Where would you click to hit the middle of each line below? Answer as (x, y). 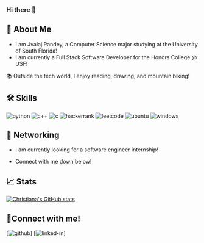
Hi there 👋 (21, 10)
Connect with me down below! (53, 162)
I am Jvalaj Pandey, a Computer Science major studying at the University (106, 44)
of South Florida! (36, 51)
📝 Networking (33, 135)
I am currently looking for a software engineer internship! (86, 150)
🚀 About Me (29, 30)
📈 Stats (22, 182)
